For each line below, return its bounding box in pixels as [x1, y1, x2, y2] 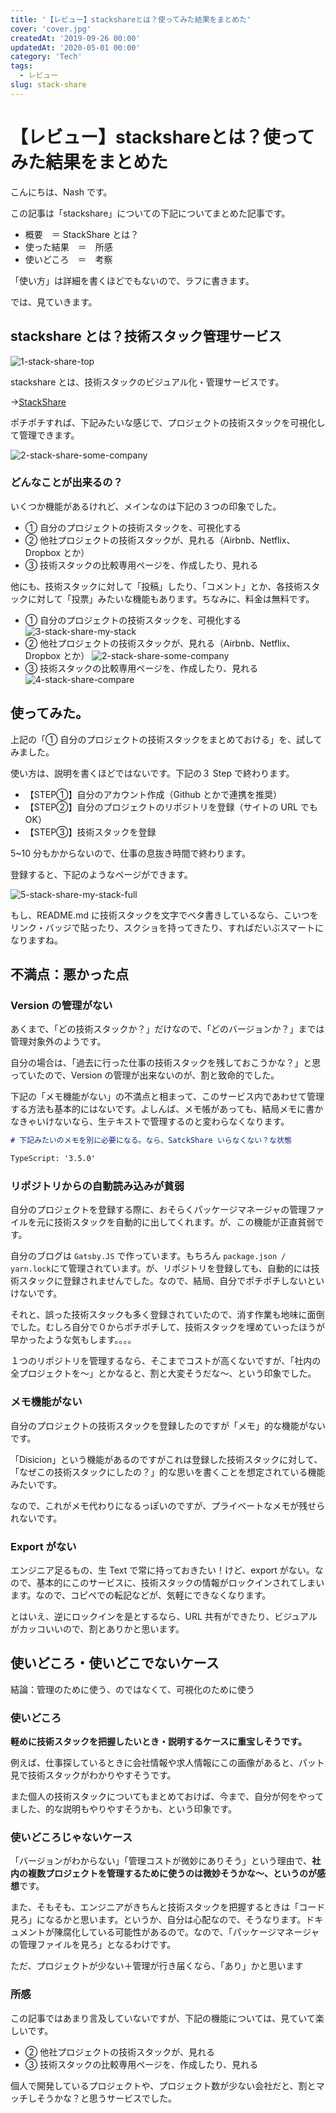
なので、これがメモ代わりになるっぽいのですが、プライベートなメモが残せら [10, 1499, 326, 1511]
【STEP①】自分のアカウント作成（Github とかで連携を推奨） [24, 788, 283, 800]
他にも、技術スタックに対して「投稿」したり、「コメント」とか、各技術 [10, 580, 303, 592]
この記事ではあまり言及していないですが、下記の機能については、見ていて [10, 2012, 316, 2024]
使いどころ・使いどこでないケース [10, 1655, 220, 1672]
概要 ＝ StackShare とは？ [24, 228, 140, 240]
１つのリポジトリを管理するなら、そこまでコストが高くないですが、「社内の [10, 1355, 322, 1367]
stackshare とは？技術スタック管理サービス [10, 328, 282, 345]
